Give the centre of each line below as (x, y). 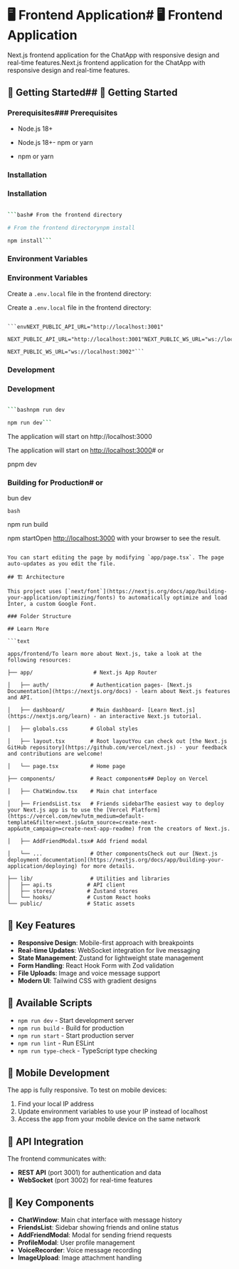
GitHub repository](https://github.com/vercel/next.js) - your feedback (117, 747)
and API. (20, 697)
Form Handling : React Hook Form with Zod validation (96, 965)
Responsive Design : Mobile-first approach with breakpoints (106, 942)
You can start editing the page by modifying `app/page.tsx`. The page (116, 557)
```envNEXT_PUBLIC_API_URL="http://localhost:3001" (85, 327)
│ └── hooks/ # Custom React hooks (79, 897)
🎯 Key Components (51, 1202)
